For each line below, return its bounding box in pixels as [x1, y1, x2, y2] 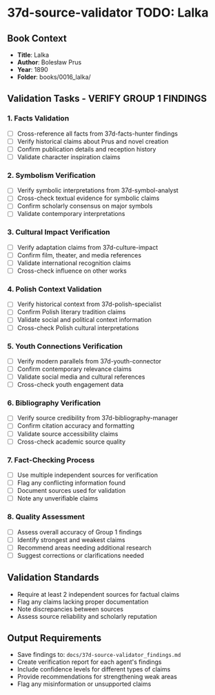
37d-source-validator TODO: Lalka [7, 5, 209, 21]
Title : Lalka [17, 51, 50, 59]
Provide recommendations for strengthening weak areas [17, 673, 178, 681]
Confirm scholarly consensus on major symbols [17, 202, 153, 210]
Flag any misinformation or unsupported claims [17, 680, 152, 688]
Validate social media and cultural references [17, 372, 145, 381]
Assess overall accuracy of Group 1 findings [17, 527, 143, 536]
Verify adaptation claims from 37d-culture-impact [17, 243, 158, 251]
